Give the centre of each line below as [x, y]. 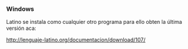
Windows [20, 9]
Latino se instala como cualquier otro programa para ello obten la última [94, 22]
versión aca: [21, 28]
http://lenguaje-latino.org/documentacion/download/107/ [76, 40]
